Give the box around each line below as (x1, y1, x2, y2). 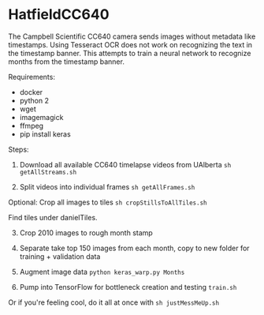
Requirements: (8, 72, 55, 81)
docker (19, 87, 43, 96)
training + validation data (19, 251, 101, 261)
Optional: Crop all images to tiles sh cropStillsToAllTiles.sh (8, 197, 207, 207)
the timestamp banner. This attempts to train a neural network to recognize (8, 48, 251, 58)
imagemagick (19, 112, 64, 122)
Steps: (8, 144, 29, 154)
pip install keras (19, 129, 71, 139)
